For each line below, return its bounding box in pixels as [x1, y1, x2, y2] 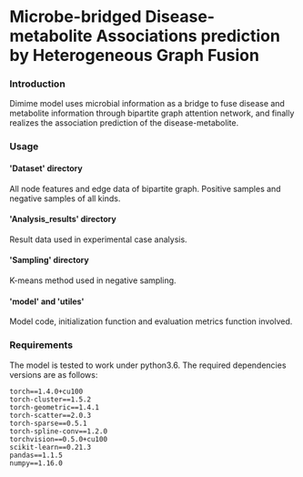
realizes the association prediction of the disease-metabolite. [9, 117, 239, 128]
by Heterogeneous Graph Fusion [9, 46, 259, 66]
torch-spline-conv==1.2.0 [9, 426, 107, 436]
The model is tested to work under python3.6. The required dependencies [9, 360, 287, 370]
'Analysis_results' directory [9, 214, 116, 225]
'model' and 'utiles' [9, 296, 85, 307]
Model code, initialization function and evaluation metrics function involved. [9, 316, 293, 327]
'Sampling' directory [9, 255, 89, 266]
